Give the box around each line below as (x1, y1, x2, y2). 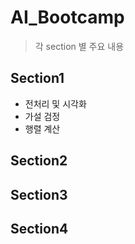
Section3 (10, 186, 68, 203)
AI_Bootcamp (10, 6, 125, 29)
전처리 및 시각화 (24, 97, 87, 110)
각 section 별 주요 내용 (34, 40, 125, 52)
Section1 (10, 70, 65, 87)
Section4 (10, 220, 69, 237)
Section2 (10, 152, 68, 170)
